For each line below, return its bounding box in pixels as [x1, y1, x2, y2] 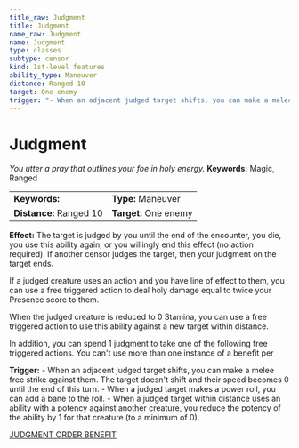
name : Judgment [9, 37, 66, 47]
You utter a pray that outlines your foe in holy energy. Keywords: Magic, [9, 164, 275, 174]
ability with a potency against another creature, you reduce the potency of [9, 403, 282, 413]
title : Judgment [9, 21, 69, 30]
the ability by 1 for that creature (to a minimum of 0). [9, 412, 200, 423]
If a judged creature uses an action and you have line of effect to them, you [9, 276, 285, 286]
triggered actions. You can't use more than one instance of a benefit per [9, 348, 274, 358]
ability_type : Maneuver [9, 71, 98, 80]
